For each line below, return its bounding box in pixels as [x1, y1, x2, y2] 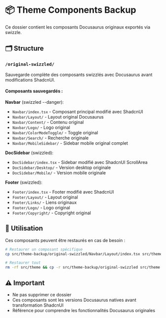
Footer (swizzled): [5, 179, 43, 185]
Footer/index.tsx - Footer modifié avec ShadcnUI [12, 189, 114, 195]
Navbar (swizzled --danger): [5, 99, 64, 105]
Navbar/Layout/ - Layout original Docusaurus [12, 114, 104, 119]
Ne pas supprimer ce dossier [12, 291, 72, 297]
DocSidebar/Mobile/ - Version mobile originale [12, 169, 106, 176]
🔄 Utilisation [5, 224, 43, 233]
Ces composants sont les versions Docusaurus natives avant [12, 297, 137, 303]
